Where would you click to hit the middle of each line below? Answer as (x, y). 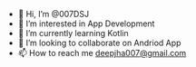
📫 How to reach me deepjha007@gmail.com (102, 53)
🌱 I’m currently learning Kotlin (73, 33)
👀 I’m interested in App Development (86, 24)
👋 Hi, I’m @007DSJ (53, 14)
